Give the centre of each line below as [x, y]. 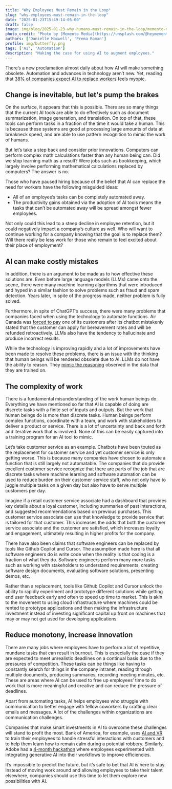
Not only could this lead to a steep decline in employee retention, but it [80, 224]
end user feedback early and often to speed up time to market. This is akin [84, 597]
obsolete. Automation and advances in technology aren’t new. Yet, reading [84, 73]
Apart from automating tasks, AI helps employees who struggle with [77, 701]
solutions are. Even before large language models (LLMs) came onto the [81, 279]
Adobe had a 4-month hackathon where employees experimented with [80, 749]
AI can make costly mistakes [52, 261]
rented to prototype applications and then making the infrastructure [76, 608]
